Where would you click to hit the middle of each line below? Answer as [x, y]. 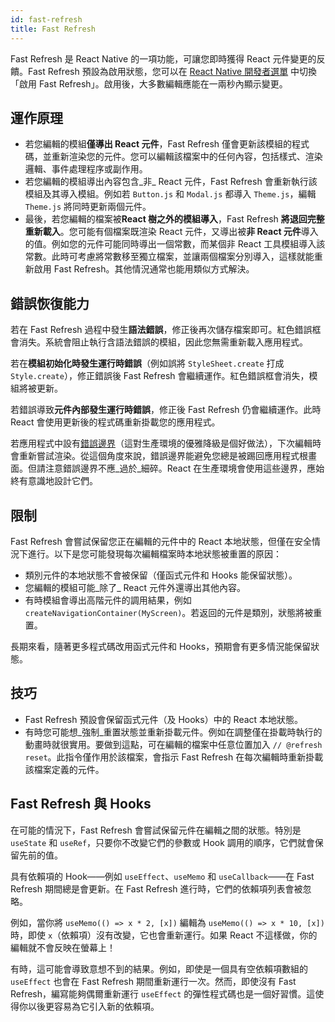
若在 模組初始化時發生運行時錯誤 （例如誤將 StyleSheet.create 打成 [147, 363]
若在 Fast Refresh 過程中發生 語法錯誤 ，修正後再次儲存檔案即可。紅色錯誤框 [166, 330]
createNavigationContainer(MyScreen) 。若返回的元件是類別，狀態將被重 [173, 612]
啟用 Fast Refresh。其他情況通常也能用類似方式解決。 [144, 269]
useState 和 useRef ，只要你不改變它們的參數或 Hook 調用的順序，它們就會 [162, 842]
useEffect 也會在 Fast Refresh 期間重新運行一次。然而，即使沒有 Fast [153, 981]
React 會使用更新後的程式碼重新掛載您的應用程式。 [115, 422]
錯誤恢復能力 [50, 303]
